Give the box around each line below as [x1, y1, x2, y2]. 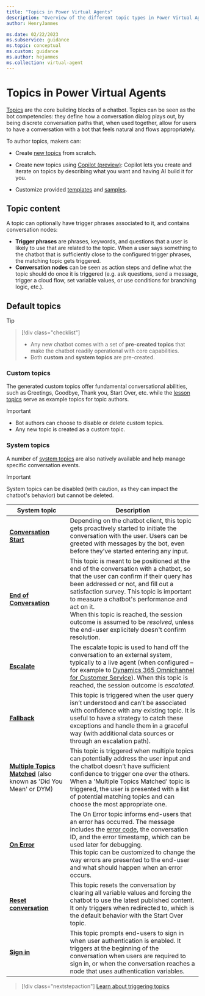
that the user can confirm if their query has [70, 571, 193, 580]
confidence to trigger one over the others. [70, 769, 190, 778]
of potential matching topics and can [70, 792, 175, 801]
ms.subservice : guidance [6, 37, 70, 43]
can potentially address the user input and [70, 754, 191, 762]
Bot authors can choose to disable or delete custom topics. [15, 419, 164, 427]
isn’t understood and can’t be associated [70, 698, 187, 707]
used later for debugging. [70, 840, 143, 848]
